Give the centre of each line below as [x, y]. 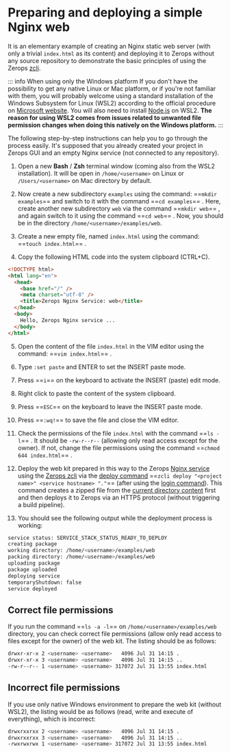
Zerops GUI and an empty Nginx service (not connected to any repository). [114, 153]
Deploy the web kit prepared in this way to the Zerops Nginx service [114, 468]
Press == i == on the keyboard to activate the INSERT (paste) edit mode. [119, 380]
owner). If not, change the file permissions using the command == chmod [119, 447]
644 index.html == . [45, 455]
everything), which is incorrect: [52, 719]
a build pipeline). [41, 504]
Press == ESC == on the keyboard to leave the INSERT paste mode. [110, 406]
